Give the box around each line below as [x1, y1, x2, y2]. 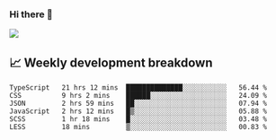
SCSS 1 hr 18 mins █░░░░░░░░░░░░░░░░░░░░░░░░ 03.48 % [9, 115, 268, 124]
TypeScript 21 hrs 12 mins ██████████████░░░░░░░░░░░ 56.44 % [9, 83, 268, 92]
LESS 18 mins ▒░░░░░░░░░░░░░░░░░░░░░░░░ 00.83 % [9, 123, 268, 132]
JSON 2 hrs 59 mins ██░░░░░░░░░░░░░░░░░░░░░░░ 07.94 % [9, 99, 268, 109]
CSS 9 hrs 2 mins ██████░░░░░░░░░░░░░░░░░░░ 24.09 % [9, 92, 268, 101]
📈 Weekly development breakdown [9, 55, 213, 70]
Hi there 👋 [9, 8, 54, 21]
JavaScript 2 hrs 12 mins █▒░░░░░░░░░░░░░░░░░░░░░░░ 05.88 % [9, 107, 268, 116]
